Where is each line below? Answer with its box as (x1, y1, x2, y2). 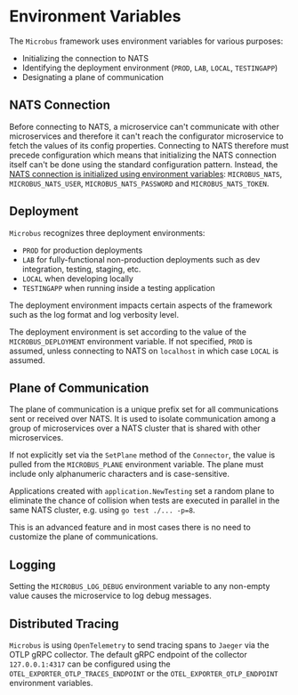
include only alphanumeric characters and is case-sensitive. (9, 469, 230, 480)
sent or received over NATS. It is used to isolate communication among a (9, 414, 276, 424)
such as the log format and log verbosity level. (9, 309, 180, 319)
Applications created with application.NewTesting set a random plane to (9, 486, 275, 497)
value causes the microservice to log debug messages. (9, 590, 212, 602)
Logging (9, 557, 56, 572)
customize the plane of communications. (9, 531, 158, 542)
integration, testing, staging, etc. (21, 263, 141, 274)
